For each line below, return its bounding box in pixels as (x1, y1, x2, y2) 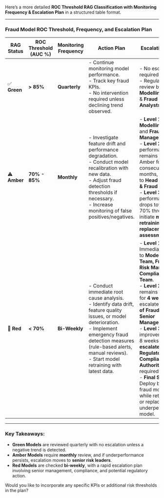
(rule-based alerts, (88, 344, 133, 351)
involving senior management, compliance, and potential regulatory (12, 467, 148, 473)
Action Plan (98, 45, 125, 52)
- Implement (88, 325, 118, 332)
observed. (88, 108, 112, 115)
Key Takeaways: (5, 431, 45, 437)
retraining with (88, 362, 122, 369)
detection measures (88, 337, 134, 344)
